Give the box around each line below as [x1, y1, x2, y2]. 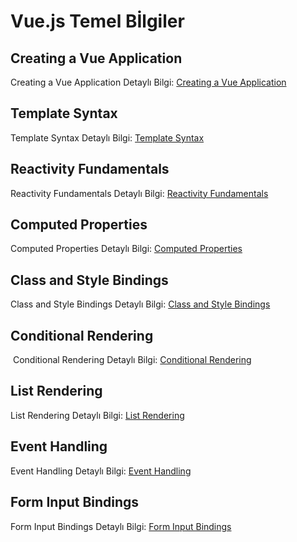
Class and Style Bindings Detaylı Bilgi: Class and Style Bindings [10, 298, 271, 310]
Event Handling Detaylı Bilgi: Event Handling [10, 465, 192, 477]
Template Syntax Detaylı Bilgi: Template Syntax [10, 131, 205, 144]
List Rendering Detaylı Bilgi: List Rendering [10, 409, 185, 421]
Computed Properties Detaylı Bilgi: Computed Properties [10, 243, 243, 255]
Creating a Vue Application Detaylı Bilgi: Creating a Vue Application [10, 76, 287, 88]
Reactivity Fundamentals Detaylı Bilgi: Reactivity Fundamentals [10, 187, 269, 199]
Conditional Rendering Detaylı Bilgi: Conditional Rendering [12, 354, 252, 366]
